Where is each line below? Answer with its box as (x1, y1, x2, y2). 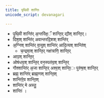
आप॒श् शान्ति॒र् (12, 53, 34, 59)
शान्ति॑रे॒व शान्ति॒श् (12, 76, 39, 82)
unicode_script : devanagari (5, 12, 65, 17)
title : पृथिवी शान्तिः (5, 7, 40, 13)
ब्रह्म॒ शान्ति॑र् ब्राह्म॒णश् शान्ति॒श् (12, 71, 57, 77)
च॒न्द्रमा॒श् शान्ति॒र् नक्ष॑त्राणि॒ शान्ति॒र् (20, 48, 71, 54)
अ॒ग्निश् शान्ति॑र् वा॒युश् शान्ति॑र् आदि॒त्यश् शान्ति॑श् (12, 42, 86, 48)
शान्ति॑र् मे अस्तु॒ (12, 82, 37, 88)
